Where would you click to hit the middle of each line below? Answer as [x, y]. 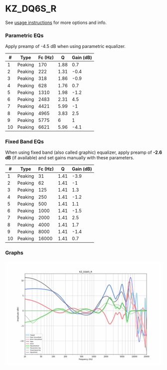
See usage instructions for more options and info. [56, 22]
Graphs [14, 253]
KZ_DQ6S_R [31, 9]
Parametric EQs [24, 35]
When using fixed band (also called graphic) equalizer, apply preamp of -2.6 [84, 152]
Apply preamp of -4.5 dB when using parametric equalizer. [66, 46]
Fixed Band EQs [24, 141]
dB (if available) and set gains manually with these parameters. [70, 158]
